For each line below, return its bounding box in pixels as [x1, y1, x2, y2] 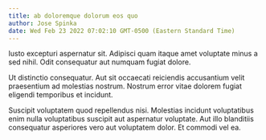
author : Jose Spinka [8, 19, 78, 27]
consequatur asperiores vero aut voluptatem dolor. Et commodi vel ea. [8, 122, 241, 133]
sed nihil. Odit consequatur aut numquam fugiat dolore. [8, 57, 191, 67]
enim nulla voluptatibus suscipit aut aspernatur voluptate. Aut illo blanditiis [8, 114, 255, 124]
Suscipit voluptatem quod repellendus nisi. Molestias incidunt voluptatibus [8, 105, 255, 115]
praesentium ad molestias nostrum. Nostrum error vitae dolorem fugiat [8, 81, 243, 91]
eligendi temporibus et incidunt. [8, 90, 114, 100]
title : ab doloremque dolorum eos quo [8, 11, 138, 20]
